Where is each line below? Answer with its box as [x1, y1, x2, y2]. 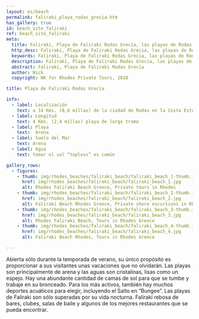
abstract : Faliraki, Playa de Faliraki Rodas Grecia [11, 64, 145, 70]
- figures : [11, 168, 38, 174]
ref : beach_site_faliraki [6, 31, 70, 37]
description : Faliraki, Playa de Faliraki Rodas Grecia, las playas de [11, 58, 192, 64]
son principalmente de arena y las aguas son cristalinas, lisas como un [6, 268, 179, 275]
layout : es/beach [6, 8, 49, 15]
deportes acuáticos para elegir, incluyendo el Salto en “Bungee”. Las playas [6, 287, 191, 294]
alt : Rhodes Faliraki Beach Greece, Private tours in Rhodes [21, 185, 176, 191]
